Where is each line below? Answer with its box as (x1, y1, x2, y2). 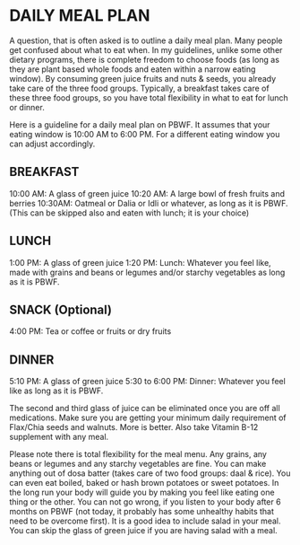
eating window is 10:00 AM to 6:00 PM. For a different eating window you (9, 128, 280, 139)
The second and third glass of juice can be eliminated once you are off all (9, 403, 280, 414)
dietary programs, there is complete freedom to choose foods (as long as (9, 54, 280, 65)
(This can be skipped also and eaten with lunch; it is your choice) (9, 207, 250, 218)
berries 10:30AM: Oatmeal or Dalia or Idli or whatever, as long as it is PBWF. (9, 198, 288, 208)
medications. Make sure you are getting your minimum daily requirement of (9, 412, 287, 423)
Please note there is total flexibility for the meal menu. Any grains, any (9, 449, 267, 460)
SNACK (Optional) (9, 302, 113, 317)
